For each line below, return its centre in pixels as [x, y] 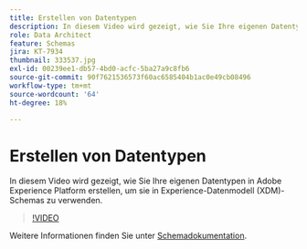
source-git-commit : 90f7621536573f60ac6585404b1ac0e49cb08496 [130, 78]
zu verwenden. [74, 201]
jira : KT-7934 [37, 52]
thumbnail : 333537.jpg [53, 60]
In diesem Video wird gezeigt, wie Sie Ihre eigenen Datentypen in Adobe [146, 181]
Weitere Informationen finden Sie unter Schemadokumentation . [128, 236]
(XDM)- [270, 191]
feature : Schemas [42, 43]
